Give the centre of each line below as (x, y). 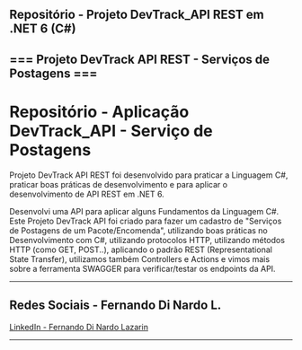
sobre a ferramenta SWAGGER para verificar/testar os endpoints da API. (142, 268)
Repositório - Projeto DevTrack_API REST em (137, 15)
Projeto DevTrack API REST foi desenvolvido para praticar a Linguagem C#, (149, 175)
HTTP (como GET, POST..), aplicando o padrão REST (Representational (141, 249)
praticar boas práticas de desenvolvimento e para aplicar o (118, 184)
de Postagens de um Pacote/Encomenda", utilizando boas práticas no (138, 230)
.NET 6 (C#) (43, 29)
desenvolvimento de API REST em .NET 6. (87, 194)
